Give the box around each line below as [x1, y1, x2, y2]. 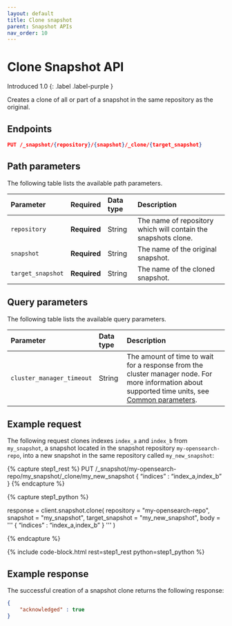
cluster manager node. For [126, 368, 213, 378]
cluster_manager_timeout [10, 374, 93, 382]
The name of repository [137, 215, 214, 225]
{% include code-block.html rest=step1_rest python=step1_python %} [7, 548, 205, 556]
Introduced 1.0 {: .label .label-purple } [7, 82, 114, 91]
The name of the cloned [137, 264, 215, 274]
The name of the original [137, 244, 217, 253]
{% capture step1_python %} [7, 493, 89, 501]
